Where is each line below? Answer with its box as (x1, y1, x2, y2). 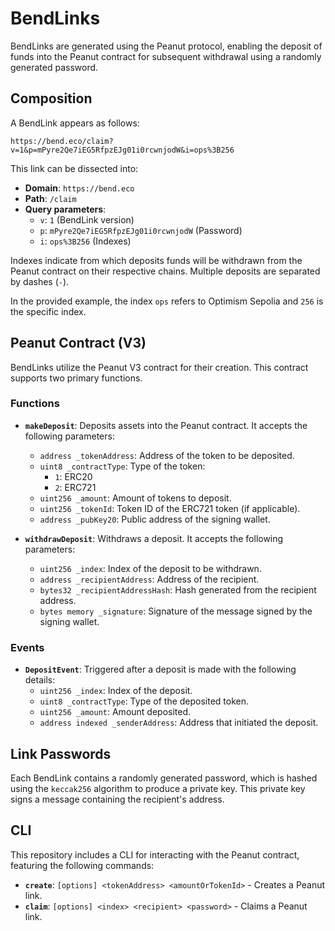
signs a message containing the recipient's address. (10, 793, 225, 805)
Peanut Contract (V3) (10, 335, 147, 352)
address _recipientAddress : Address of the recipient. (39, 573, 260, 585)
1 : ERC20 (54, 470, 93, 482)
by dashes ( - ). (10, 275, 70, 287)
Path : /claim (24, 192, 77, 204)
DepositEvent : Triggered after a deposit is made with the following (24, 663, 297, 676)
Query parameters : (24, 203, 107, 215)
